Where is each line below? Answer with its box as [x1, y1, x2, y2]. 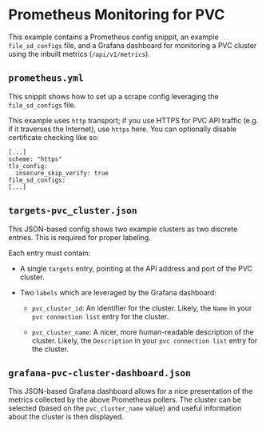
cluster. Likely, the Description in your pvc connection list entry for [31, 335, 258, 345]
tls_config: [8, 162, 48, 170]
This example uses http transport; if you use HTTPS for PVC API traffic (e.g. [8, 115, 259, 125]
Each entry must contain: [8, 248, 91, 258]
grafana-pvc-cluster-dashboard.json [8, 367, 192, 379]
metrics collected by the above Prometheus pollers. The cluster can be [8, 395, 242, 405]
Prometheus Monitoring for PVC [8, 6, 225, 24]
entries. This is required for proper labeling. [8, 232, 152, 242]
